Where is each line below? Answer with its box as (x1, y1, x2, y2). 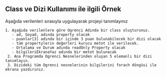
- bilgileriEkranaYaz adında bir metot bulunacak (11, 49, 117, 55)
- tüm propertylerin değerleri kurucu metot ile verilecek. (11, 41, 139, 46)
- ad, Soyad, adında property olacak (11, 32, 90, 37)
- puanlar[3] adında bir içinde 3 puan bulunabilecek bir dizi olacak (11, 36, 162, 41)
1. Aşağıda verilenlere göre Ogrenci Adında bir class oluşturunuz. (5, 28, 150, 33)
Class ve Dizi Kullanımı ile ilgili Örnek (5, 5, 122, 13)
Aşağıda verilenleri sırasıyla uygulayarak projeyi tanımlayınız (5, 18, 128, 24)
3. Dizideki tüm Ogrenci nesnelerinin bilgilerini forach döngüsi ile (7, 63, 157, 68)
